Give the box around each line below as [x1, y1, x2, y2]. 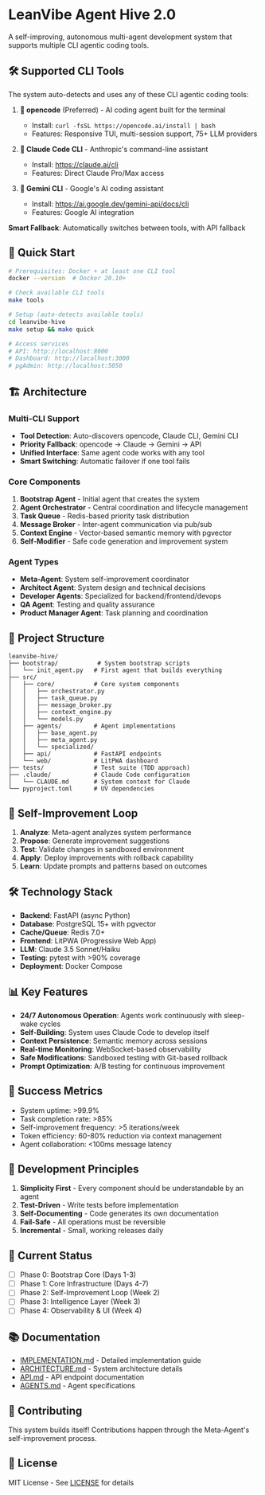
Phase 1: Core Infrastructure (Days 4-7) [19, 1279, 149, 1289]
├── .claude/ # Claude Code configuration [8, 771, 191, 779]
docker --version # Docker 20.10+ [8, 275, 127, 283]
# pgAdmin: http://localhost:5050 [8, 362, 123, 370]
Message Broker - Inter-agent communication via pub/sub [19, 520, 212, 529]
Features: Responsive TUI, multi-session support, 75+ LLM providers [31, 129, 258, 139]
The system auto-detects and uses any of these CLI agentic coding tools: [8, 89, 249, 99]
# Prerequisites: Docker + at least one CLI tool [8, 267, 177, 275]
